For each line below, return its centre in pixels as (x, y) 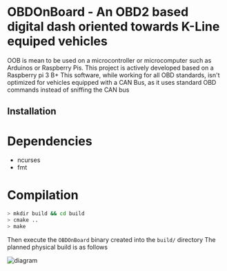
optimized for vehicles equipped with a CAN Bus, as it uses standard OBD (112, 82)
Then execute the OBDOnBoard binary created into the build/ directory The (111, 239)
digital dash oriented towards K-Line (113, 27)
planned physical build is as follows (58, 247)
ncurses (29, 160)
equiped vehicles (58, 41)
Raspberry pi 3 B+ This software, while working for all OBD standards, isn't (113, 75)
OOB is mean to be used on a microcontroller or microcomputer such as (109, 60)
